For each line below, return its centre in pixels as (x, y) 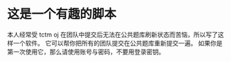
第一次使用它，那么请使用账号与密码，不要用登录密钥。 (86, 52)
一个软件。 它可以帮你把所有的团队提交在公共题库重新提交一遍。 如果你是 (118, 43)
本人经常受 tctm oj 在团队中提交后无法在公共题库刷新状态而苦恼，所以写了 (112, 34)
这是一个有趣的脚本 (62, 14)
